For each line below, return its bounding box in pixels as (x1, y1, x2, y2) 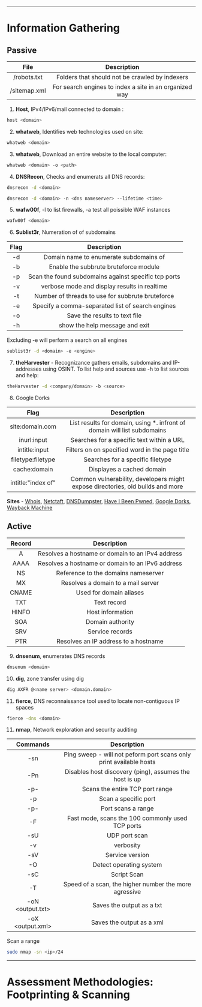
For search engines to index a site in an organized (52, 83, 192, 91)
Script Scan (110, 870, 144, 879)
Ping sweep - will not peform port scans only (63, 750, 191, 759)
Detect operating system (92, 861, 162, 869)
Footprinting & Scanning (7, 988, 131, 1002)
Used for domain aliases (76, 588, 144, 597)
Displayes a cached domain (88, 465, 167, 473)
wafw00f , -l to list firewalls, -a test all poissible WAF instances (15, 206, 171, 214)
